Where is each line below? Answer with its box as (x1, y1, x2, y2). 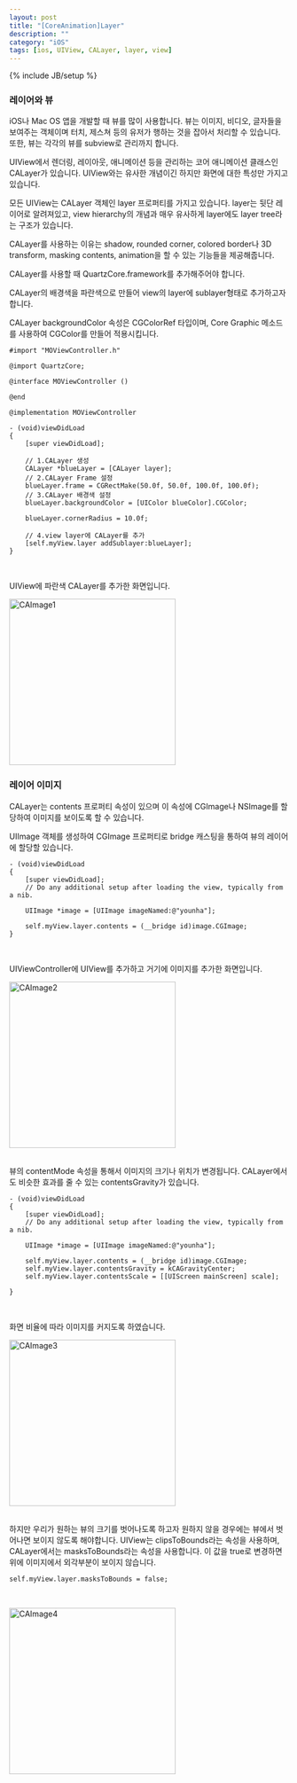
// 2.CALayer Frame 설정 (25, 473, 113, 483)
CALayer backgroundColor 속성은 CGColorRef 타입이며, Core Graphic (9, 317, 260, 328)
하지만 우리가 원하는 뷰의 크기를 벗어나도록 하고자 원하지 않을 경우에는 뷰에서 (9, 1523, 275, 1534)
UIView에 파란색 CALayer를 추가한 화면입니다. (9, 581, 171, 591)
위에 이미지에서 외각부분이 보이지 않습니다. (9, 1557, 157, 1568)
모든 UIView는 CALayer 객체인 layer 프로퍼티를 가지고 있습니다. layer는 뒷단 (9, 198, 274, 208)
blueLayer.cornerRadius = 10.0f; (25, 514, 149, 523)
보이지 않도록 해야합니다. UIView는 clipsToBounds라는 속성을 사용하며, (32, 1535, 280, 1545)
